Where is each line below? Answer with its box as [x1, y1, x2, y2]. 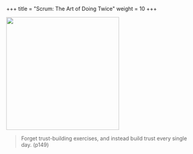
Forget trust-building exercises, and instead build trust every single [20, 135, 188, 142]
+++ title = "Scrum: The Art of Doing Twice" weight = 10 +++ [6, 5, 158, 12]
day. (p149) [20, 141, 49, 148]
